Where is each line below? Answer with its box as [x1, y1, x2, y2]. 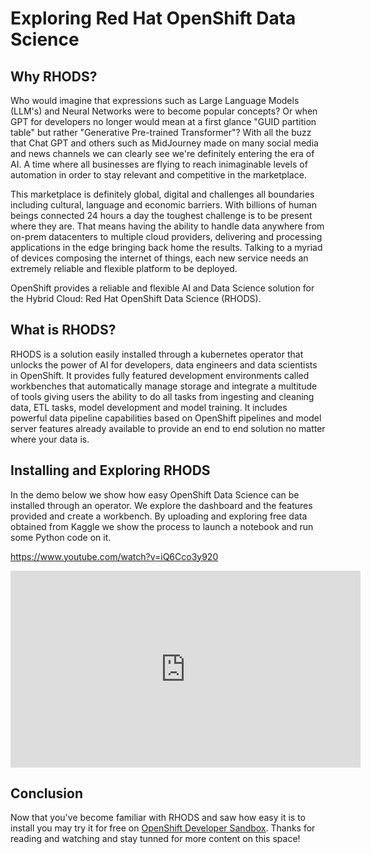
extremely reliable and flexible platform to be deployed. [10, 263, 238, 274]
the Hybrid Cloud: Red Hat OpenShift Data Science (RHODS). [10, 293, 262, 304]
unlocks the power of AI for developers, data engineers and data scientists [10, 358, 318, 371]
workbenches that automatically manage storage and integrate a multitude [10, 380, 318, 392]
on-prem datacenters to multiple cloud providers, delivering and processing [10, 231, 323, 242]
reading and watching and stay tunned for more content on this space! [10, 833, 301, 845]
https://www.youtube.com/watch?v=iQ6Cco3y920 [10, 550, 219, 562]
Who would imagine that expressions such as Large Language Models [10, 95, 300, 106]
